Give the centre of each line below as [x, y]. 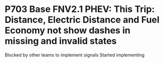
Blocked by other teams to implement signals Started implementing [75, 55]
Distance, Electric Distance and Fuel [82, 20]
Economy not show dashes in [68, 30]
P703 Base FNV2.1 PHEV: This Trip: [80, 9]
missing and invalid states [61, 41]
